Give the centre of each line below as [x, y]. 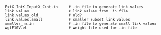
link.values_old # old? [44, 15]
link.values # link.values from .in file [67, 11]
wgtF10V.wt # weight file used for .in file [71, 28]
